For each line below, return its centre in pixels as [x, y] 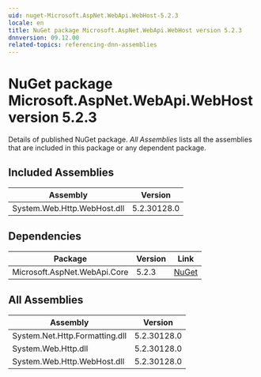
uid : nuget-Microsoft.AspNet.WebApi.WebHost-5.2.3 [93, 15]
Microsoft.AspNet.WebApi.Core [70, 272]
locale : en [26, 23]
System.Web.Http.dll [50, 349]
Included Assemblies [61, 173]
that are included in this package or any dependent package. [108, 148]
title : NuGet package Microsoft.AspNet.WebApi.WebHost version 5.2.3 [125, 30]
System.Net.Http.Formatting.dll [70, 335]
